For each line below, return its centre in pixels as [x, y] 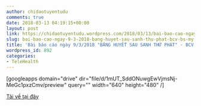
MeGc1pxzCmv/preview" [36, 85]
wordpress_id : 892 [29, 51]
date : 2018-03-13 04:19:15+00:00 [48, 23]
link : [13, 34]
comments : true [25, 17]
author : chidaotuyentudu [37, 12]
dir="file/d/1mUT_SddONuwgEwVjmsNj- [128, 79]
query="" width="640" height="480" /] [116, 85]
